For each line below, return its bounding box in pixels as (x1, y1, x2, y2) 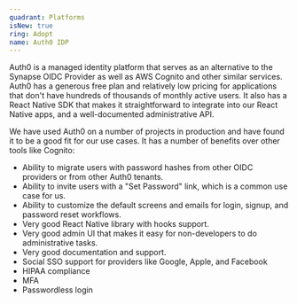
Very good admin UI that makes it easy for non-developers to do (21, 228, 257, 239)
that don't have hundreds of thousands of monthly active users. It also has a (9, 90, 288, 101)
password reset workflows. (21, 209, 121, 220)
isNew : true (9, 21, 53, 30)
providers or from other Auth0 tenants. (21, 172, 164, 183)
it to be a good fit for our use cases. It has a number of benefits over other (9, 136, 281, 146)
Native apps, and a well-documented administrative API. (9, 109, 215, 120)
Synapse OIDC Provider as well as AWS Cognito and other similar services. (9, 72, 283, 82)
